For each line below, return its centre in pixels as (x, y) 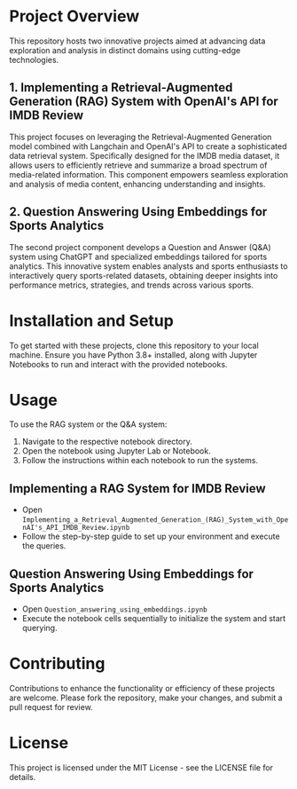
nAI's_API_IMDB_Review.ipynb (76, 528)
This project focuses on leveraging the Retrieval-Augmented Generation (141, 137)
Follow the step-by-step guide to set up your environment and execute (151, 537)
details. (23, 777)
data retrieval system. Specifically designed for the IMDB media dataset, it (145, 155)
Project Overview (74, 16)
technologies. (34, 59)
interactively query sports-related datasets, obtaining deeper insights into (144, 275)
